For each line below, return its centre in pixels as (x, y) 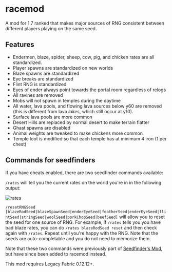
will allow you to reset (142, 217)
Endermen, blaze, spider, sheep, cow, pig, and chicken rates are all (83, 57)
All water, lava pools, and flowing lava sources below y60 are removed (87, 106)
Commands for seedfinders (50, 160)
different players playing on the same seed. (51, 28)
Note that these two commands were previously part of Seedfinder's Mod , (84, 248)
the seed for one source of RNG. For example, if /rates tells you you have (83, 222)
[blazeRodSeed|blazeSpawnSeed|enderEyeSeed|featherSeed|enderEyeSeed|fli (86, 212)
